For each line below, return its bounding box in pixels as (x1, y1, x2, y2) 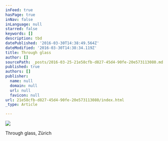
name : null (10, 78, 33, 83)
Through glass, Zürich (5, 130, 52, 136)
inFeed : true (5, 7, 33, 13)
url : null (10, 88, 31, 93)
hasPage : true (5, 12, 36, 17)
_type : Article (5, 102, 38, 107)
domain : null (10, 83, 38, 88)
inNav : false (5, 17, 33, 22)
